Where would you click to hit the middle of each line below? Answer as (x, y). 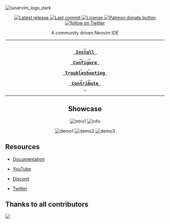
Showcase (85, 109)
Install (85, 52)
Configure (85, 62)
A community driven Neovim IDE (85, 33)
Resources (23, 147)
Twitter (20, 188)
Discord (21, 178)
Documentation (29, 159)
